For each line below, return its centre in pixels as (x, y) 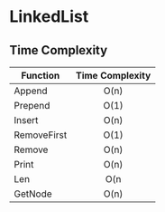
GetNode (33, 194)
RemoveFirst (41, 135)
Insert (26, 120)
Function (41, 76)
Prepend (32, 106)
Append (31, 91)
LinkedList (49, 17)
